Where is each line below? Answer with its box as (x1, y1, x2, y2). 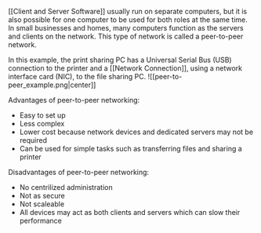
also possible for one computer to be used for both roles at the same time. (8, 15, 248, 24)
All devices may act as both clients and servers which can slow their (19, 208, 241, 217)
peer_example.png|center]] (8, 80, 96, 89)
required (19, 136, 48, 144)
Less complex (19, 119, 65, 128)
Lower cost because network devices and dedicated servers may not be (19, 127, 253, 137)
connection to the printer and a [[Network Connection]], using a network (8, 64, 243, 73)
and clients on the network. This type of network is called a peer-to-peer (8, 31, 244, 41)
